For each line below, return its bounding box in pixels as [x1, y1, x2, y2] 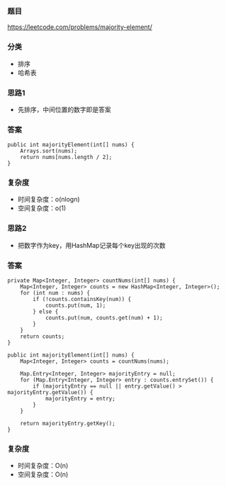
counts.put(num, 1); [45, 302, 106, 310]
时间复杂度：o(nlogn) [17, 195, 80, 204]
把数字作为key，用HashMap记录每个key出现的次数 [17, 241, 166, 249]
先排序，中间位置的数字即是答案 [17, 105, 111, 114]
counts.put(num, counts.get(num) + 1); [45, 315, 163, 322]
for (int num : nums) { [20, 290, 91, 297]
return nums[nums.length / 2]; [20, 154, 113, 161]
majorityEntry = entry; [45, 396, 115, 403]
